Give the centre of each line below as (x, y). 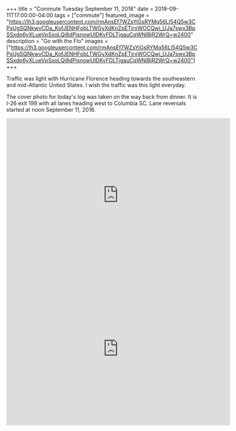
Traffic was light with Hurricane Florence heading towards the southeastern (101, 79)
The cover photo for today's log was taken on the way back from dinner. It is (102, 97)
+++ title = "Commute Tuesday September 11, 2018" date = (80, 9)
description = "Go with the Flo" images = (57, 41)
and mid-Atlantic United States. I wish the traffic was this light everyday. (96, 85)
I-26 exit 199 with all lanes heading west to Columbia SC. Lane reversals (96, 103)
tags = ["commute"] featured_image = (102, 15)
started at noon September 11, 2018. (51, 110)
